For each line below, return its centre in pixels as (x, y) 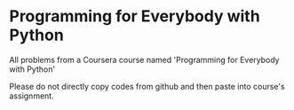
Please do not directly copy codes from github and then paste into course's (147, 86)
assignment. (32, 96)
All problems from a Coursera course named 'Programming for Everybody (144, 59)
